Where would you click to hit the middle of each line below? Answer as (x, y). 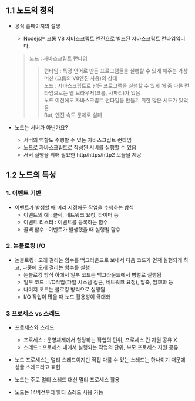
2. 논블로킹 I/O (26, 246)
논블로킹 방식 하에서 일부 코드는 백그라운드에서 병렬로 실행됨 (92, 274)
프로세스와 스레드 (34, 327)
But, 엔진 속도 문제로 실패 (73, 115)
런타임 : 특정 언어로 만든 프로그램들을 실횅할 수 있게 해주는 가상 (116, 71)
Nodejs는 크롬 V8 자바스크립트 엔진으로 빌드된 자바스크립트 (92, 38)
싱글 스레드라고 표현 (37, 367)
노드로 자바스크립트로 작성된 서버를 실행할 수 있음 (80, 147)
